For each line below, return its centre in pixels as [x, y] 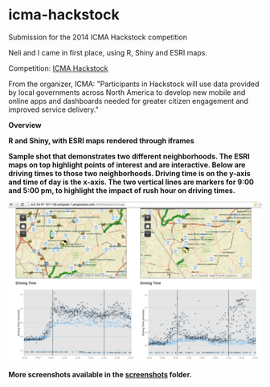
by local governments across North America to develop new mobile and [127, 92]
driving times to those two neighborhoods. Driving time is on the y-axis [129, 173]
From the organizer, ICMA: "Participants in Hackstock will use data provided [134, 84]
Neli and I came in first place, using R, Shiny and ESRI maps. [108, 52]
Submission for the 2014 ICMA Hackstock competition [98, 37]
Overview [25, 125]
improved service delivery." [53, 109]
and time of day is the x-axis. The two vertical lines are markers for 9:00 [131, 182]
